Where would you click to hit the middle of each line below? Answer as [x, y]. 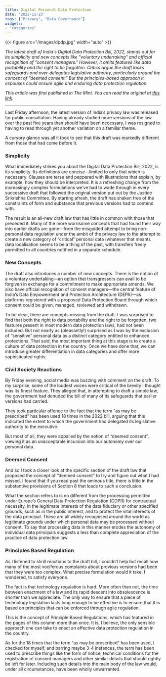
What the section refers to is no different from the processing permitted [78, 496]
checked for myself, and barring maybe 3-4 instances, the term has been [80, 648]
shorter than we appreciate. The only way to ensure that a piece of [73, 597]
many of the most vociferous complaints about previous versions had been [81, 567]
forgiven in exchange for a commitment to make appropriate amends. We [80, 284]
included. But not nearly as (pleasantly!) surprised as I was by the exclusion [82, 330]
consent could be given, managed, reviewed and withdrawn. [67, 305]
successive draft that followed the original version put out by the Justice [79, 193]
